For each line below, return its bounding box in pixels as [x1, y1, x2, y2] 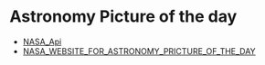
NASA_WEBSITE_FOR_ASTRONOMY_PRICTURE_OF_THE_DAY [22, 45, 256, 56]
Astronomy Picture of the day [9, 6, 238, 27]
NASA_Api [22, 36, 62, 47]
